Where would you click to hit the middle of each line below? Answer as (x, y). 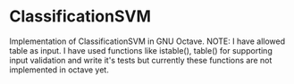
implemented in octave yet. (59, 70)
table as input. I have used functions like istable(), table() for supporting (141, 50)
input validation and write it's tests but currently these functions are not (141, 60)
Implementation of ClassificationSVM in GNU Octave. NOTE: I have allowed (147, 41)
